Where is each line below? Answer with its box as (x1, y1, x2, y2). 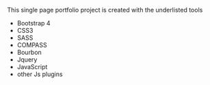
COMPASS (16, 41, 47, 49)
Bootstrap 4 (16, 19, 51, 27)
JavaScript (16, 63, 48, 71)
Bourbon (16, 48, 42, 56)
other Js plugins (16, 70, 63, 78)
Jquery (16, 56, 38, 64)
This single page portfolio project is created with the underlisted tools (7, 6, 203, 14)
